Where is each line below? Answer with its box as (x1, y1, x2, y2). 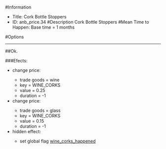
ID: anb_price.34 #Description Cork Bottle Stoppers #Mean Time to (12, 19, 149, 25)
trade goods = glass (19, 107, 61, 113)
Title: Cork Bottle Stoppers (12, 14, 67, 19)
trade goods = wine (19, 77, 60, 83)
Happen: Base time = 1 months (12, 24, 75, 30)
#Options (5, 34, 24, 40)
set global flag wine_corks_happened (19, 138, 96, 144)
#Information (5, 4, 32, 10)
